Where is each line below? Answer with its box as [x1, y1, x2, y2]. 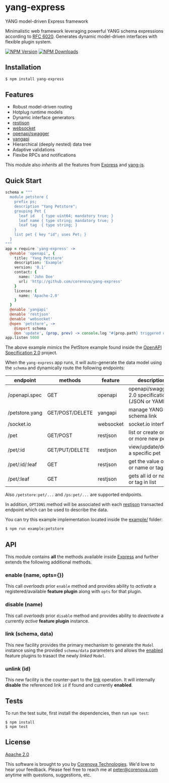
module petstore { [10, 195, 49, 200]
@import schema [14, 326, 46, 331]
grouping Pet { [14, 208, 46, 213]
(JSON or [128, 398, 151, 405]
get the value [128, 458, 159, 465]
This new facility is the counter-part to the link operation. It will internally [5, 677, 155, 683]
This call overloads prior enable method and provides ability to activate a [5, 583, 156, 589]
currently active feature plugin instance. [5, 618, 90, 624]
